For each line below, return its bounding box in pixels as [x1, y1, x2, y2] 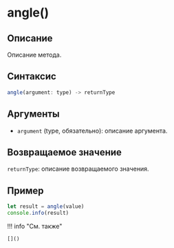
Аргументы [7, 108, 60, 120]
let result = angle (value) [7, 203, 85, 210]
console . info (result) [7, 209, 69, 216]
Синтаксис [7, 70, 56, 82]
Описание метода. [7, 50, 62, 59]
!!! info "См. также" [7, 222, 63, 230]
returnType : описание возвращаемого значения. [7, 164, 149, 173]
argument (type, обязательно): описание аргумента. [17, 126, 168, 135]
